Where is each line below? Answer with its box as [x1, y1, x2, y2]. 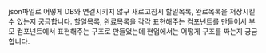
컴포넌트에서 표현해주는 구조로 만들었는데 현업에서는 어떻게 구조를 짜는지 [16, 27, 244, 36]
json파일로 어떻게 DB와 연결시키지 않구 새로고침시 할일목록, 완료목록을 [8, 7, 228, 16]
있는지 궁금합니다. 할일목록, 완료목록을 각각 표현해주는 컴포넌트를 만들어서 [16, 17, 248, 26]
